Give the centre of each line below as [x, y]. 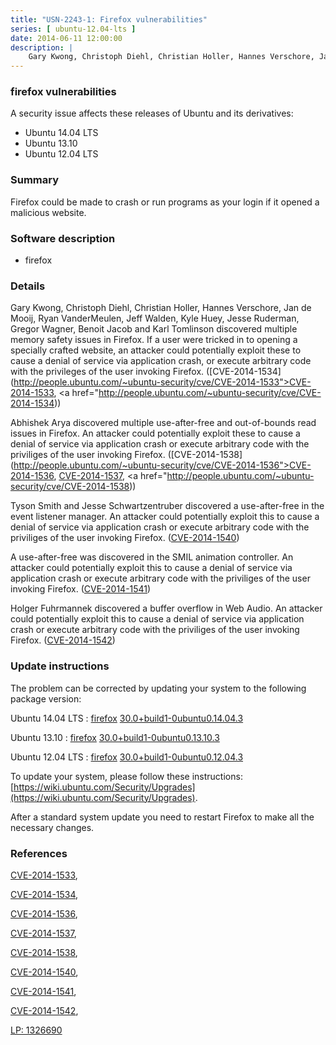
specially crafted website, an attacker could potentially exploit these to [156, 350]
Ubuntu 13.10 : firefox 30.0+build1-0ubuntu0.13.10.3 [115, 737]
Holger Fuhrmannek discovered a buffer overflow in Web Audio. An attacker [166, 608]
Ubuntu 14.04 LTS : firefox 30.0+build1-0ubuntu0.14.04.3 [127, 718]
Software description [63, 238]
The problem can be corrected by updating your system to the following [158, 688]
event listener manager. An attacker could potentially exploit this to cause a [165, 517]
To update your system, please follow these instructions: [126, 776]
